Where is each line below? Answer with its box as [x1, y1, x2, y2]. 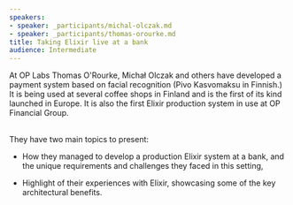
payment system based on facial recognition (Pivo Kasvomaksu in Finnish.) [9, 80, 283, 90]
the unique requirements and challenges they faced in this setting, [21, 161, 264, 171]
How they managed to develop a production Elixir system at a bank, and [21, 151, 285, 162]
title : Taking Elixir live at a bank [9, 37, 149, 47]
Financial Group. [9, 108, 69, 118]
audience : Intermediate [9, 46, 97, 55]
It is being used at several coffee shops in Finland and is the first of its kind [9, 89, 282, 100]
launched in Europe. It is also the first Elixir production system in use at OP [9, 98, 281, 109]
